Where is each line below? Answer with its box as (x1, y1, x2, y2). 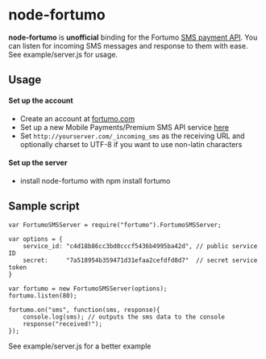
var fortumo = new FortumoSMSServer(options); (8, 285, 168, 293)
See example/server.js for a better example (8, 341, 152, 351)
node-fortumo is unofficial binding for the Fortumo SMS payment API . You (8, 32, 258, 42)
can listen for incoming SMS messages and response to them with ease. (8, 40, 248, 50)
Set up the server (8, 158, 68, 167)
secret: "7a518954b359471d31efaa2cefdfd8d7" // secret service (23, 256, 258, 264)
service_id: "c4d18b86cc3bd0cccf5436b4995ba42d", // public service (23, 242, 258, 250)
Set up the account (8, 95, 74, 105)
